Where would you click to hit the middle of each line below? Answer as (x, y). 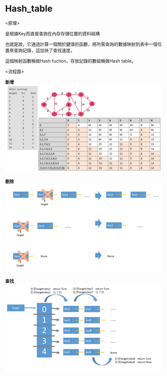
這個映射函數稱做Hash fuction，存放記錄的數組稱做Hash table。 (71, 61)
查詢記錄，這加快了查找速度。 (44, 50)
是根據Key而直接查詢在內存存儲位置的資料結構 (53, 33)
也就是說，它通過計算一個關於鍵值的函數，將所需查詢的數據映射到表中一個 (81, 44)
